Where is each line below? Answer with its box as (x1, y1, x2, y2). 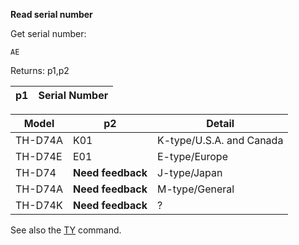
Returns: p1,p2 (10, 65, 70, 76)
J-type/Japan (156, 166, 223, 179)
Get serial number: (10, 28, 87, 39)
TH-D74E (15, 150, 63, 163)
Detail (206, 117, 235, 130)
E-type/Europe (156, 150, 228, 163)
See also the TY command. (10, 224, 122, 236)
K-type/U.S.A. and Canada (156, 134, 284, 147)
